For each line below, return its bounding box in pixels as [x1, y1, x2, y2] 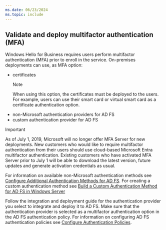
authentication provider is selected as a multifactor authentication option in [5, 208, 159, 215]
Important [5, 126, 25, 132]
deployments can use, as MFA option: [5, 62, 83, 68]
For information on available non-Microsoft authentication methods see [5, 172, 152, 178]
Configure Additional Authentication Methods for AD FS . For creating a [5, 178, 150, 184]
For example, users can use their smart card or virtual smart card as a [12, 96, 156, 102]
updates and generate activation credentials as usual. [5, 163, 115, 169]
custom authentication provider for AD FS [12, 117, 98, 123]
